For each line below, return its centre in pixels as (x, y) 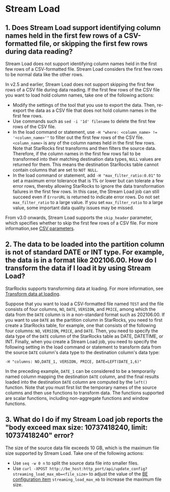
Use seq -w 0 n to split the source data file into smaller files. (76, 463)
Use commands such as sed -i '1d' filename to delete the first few (84, 121)
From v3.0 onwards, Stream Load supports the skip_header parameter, (79, 218)
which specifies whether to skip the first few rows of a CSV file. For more (82, 223)
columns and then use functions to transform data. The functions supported (85, 393)
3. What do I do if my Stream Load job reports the (84, 419)
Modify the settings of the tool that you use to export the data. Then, (84, 105)
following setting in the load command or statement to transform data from (83, 347)
